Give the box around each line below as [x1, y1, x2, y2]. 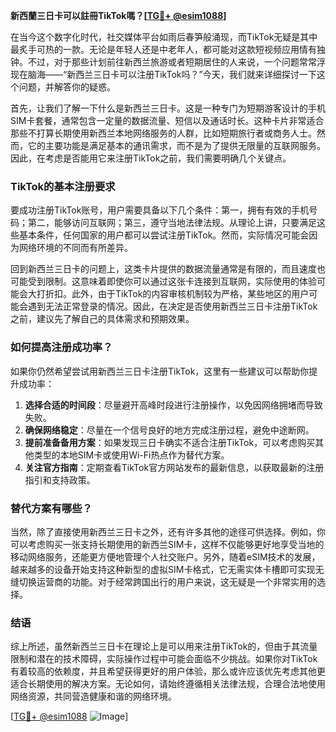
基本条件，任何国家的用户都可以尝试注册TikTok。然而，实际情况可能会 [18, 229, 310, 241]
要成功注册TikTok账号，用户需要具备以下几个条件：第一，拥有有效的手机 [10, 204, 310, 216]
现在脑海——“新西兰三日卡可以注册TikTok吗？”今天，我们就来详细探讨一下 [10, 69, 317, 80]
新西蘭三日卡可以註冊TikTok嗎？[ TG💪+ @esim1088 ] [10, 10, 227, 21]
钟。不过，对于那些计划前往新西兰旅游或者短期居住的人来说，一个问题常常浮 [10, 56, 326, 68]
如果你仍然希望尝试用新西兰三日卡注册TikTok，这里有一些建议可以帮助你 [10, 365, 310, 377]
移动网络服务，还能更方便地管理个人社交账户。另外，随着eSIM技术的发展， [10, 550, 321, 563]
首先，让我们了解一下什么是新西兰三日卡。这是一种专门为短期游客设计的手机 [10, 102, 326, 114]
